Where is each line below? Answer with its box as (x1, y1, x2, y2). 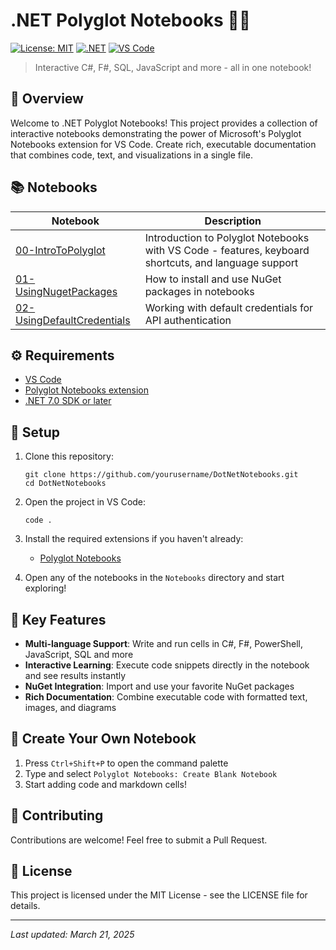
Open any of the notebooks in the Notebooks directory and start (24, 572, 285, 584)
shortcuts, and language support (144, 255, 299, 269)
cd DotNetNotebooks (24, 479, 107, 489)
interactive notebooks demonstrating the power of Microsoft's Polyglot (10, 127, 302, 139)
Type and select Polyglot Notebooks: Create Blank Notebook (24, 767, 278, 779)
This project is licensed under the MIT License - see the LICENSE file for (10, 889, 308, 901)
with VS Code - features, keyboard (144, 243, 310, 257)
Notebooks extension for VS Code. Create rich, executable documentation (10, 138, 317, 150)
